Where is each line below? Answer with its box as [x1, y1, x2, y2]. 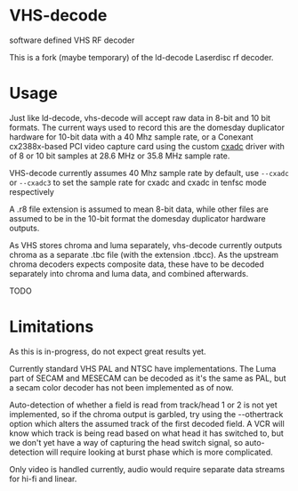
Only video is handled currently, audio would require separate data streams [9, 463, 286, 474]
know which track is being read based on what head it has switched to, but [9, 428, 285, 439]
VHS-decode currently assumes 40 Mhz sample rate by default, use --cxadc [9, 167, 289, 178]
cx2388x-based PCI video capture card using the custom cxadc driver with [9, 141, 285, 151]
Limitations [9, 317, 94, 337]
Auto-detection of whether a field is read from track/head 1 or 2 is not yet [9, 399, 278, 410]
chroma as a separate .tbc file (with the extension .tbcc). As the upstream [9, 249, 278, 260]
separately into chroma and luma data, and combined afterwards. [9, 268, 249, 278]
